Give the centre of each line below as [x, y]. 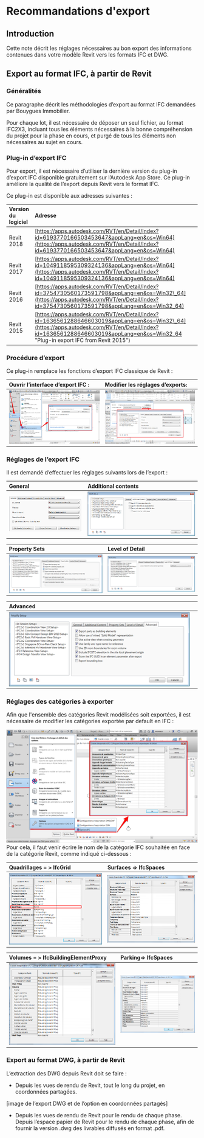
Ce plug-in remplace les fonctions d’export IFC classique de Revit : [90, 371]
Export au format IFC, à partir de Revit [79, 74]
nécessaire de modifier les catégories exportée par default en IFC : [90, 721]
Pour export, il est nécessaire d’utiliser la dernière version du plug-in [92, 171]
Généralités [24, 91]
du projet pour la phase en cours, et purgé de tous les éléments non [91, 136]
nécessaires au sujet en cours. [45, 142]
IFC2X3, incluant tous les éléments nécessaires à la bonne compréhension [100, 129]
